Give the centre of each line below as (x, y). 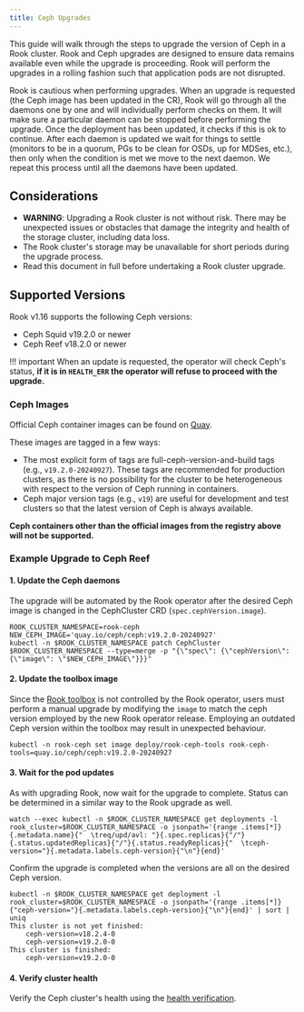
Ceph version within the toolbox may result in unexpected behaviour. (137, 727)
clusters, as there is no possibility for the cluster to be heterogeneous (152, 479)
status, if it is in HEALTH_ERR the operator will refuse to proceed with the (144, 371)
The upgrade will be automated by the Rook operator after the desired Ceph (151, 600)
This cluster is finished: (60, 950)
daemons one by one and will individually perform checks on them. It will (146, 109)
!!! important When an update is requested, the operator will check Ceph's (147, 362)
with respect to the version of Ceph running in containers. (130, 488)
